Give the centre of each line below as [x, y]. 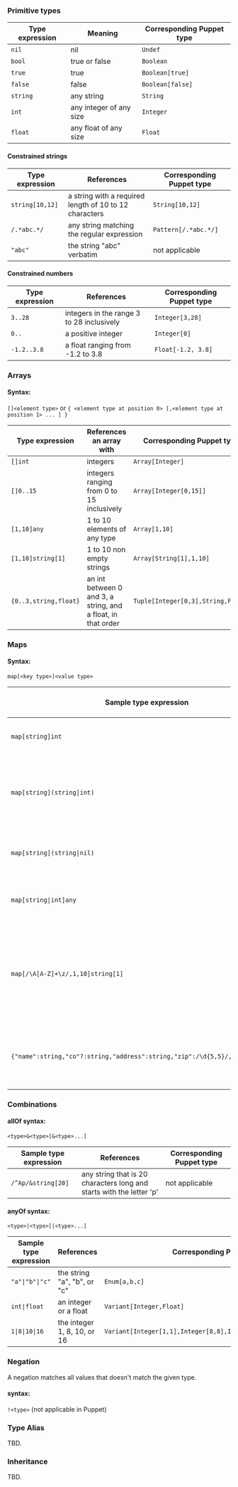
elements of [107, 529]
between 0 [104, 587]
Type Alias [26, 1427]
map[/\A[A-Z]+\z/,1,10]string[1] [67, 973]
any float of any [96, 128]
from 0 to [102, 490]
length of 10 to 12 [98, 205]
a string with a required [106, 195]
